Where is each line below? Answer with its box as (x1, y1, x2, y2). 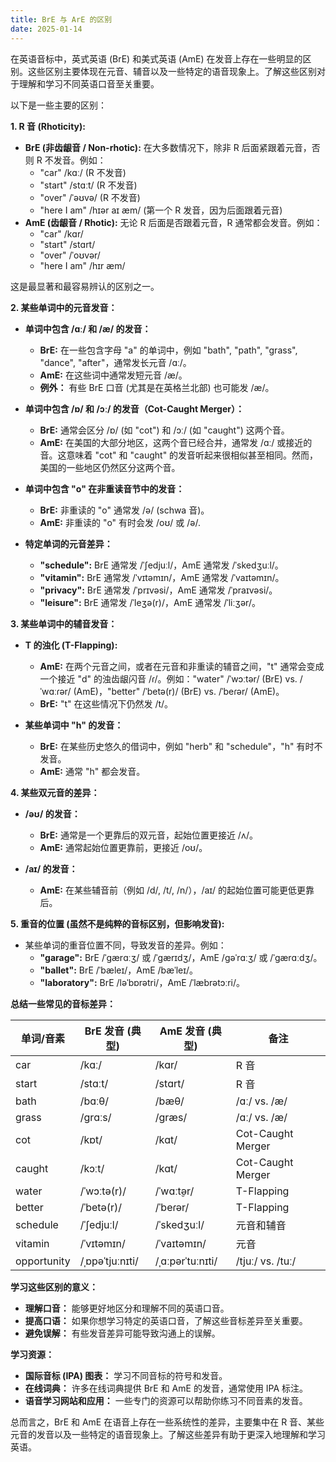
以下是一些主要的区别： (10, 99, 107, 111)
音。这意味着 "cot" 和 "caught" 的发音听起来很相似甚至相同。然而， (39, 449, 319, 461)
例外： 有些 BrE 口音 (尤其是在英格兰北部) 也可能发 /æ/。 (39, 381, 275, 393)
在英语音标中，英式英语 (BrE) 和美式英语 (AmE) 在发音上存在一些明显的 (10, 52, 303, 65)
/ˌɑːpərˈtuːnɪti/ (154, 1254, 218, 1268)
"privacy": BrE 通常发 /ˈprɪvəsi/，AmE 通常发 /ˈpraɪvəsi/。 (39, 584, 278, 596)
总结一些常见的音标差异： (10, 997, 116, 1010)
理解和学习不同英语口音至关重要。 (18, 77, 160, 90)
